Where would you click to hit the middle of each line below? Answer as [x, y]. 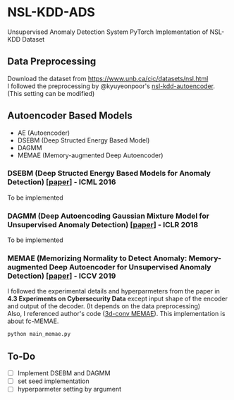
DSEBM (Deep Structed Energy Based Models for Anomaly [109, 174]
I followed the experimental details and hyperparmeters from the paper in [113, 291]
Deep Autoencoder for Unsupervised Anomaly [130, 267]
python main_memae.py [39, 334]
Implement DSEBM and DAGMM [64, 373]
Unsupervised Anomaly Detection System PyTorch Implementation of [108, 32]
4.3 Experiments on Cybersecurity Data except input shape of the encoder [117, 299]
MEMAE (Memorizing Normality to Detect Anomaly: [97, 258]
